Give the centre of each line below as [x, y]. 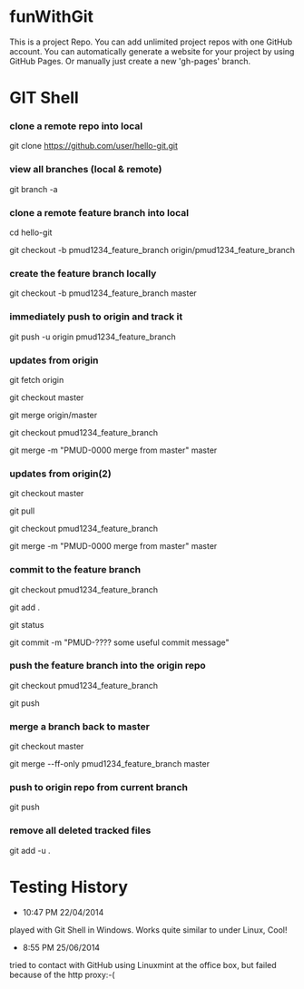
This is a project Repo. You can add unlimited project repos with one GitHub [151, 42]
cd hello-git [31, 232]
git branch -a [34, 189]
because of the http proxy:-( [62, 974]
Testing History [69, 887]
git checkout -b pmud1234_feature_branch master [103, 293]
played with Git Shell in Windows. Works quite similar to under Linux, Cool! [148, 930]
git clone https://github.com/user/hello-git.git [94, 146]
